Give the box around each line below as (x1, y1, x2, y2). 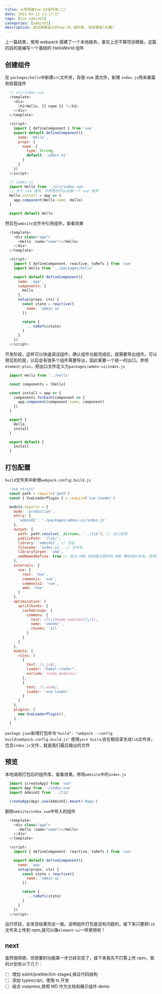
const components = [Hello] (9, 381, 66, 387)
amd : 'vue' (22, 585, 44, 590)
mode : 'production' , (13, 509, 55, 514)
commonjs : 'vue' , (22, 576, 57, 582)
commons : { (26, 613, 49, 617)
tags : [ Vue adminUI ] (5, 16, 47, 21)
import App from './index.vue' (9, 786, 72, 790)
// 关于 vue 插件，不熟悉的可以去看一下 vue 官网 (9, 189, 99, 194)
